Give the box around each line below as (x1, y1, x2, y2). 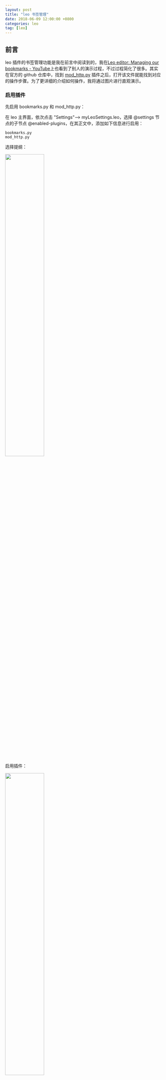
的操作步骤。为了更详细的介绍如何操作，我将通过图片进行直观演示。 (5, 78, 144, 84)
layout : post (5, 7, 32, 12)
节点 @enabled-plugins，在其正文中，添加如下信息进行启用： (18, 120, 143, 126)
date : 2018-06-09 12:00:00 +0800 (5, 16, 74, 21)
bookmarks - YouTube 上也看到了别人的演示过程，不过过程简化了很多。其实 (5, 65, 159, 71)
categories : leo (5, 21, 39, 26)
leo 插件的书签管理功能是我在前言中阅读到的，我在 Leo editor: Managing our (5, 59, 159, 65)
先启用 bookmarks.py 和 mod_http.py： (5, 104, 85, 110)
